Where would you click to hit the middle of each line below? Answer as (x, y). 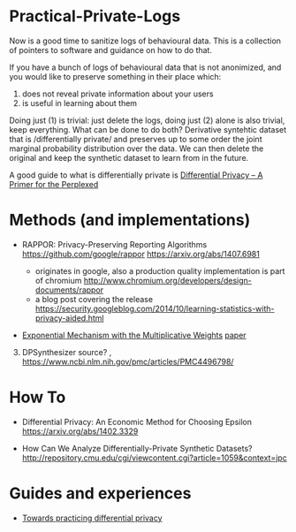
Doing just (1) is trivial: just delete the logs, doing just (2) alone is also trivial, (147, 120)
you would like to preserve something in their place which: (115, 76)
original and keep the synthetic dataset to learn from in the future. (129, 157)
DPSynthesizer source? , (67, 352)
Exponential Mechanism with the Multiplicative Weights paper (134, 335)
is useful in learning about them (80, 103)
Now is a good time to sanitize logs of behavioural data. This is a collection (145, 41)
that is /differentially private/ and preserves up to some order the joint (136, 139)
